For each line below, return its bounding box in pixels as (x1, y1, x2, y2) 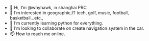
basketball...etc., (9, 15, 43, 20)
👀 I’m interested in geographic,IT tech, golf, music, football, (9, 10, 129, 16)
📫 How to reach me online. (9, 31, 65, 37)
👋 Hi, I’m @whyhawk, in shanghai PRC (9, 5, 87, 10)
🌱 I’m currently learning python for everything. (9, 20, 103, 26)
